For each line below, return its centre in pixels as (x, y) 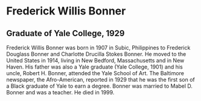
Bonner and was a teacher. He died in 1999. (60, 92)
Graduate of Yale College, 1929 (65, 33)
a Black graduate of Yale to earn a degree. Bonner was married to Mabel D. (100, 86)
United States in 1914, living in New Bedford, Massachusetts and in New (95, 60)
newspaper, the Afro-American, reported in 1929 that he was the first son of (101, 80)
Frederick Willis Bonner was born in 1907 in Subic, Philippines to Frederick (98, 47)
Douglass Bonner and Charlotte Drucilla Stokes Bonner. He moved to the (96, 54)
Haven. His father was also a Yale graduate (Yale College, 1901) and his (94, 67)
